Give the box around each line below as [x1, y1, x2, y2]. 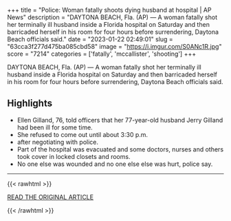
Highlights [7, 98, 53, 109]
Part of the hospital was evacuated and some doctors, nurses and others [16, 145, 224, 154]
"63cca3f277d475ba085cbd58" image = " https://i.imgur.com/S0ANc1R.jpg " [7, 43, 222, 50]
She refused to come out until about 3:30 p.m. [16, 130, 148, 138]
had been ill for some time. [16, 123, 93, 131]
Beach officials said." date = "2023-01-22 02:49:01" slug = [7, 35, 173, 43]
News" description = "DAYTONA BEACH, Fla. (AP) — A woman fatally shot [7, 13, 218, 21]
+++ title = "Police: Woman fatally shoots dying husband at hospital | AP [7, 6, 212, 14]
